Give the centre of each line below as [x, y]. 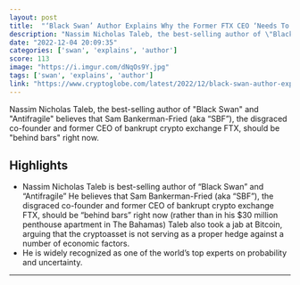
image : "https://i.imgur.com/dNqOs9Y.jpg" [89, 68]
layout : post [33, 17]
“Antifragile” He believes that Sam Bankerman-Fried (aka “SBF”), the [148, 196]
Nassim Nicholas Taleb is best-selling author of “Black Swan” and [143, 187]
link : [19, 84]
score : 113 [29, 59]
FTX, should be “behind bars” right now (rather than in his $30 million [150, 216]
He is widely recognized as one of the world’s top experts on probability [154, 253]
